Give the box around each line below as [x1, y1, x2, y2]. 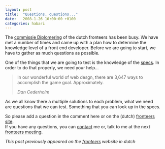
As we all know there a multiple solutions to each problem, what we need [5, 99, 154, 105]
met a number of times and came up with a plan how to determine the [5, 40, 147, 46]
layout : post [5, 7, 32, 12]
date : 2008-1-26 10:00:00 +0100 [5, 16, 76, 21]
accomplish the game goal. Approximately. [17, 80, 104, 86]
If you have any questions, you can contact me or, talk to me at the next [5, 124, 150, 130]
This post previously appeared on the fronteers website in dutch [5, 139, 135, 145]
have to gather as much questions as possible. [5, 50, 99, 56]
